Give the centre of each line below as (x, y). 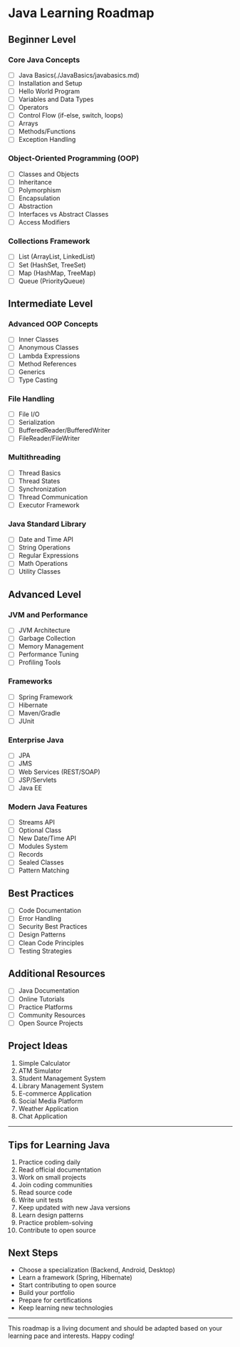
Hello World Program (49, 91)
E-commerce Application (55, 1093)
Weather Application (48, 1108)
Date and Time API (46, 540)
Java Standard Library (47, 524)
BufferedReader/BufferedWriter (64, 430)
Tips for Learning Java (59, 1145)
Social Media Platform (51, 1101)
